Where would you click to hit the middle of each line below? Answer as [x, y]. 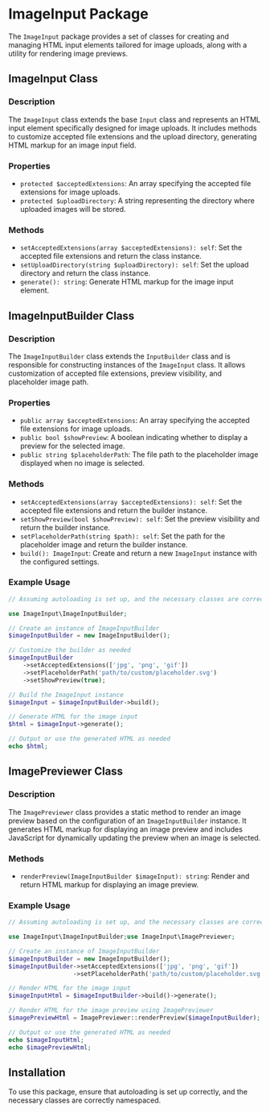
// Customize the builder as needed [70, 650]
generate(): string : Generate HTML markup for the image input [127, 282]
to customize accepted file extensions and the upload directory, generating [133, 136]
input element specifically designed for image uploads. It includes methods [133, 128]
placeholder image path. [49, 382]
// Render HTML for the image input [70, 988]
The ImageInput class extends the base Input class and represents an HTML [135, 119]
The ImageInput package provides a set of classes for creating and [119, 36]
